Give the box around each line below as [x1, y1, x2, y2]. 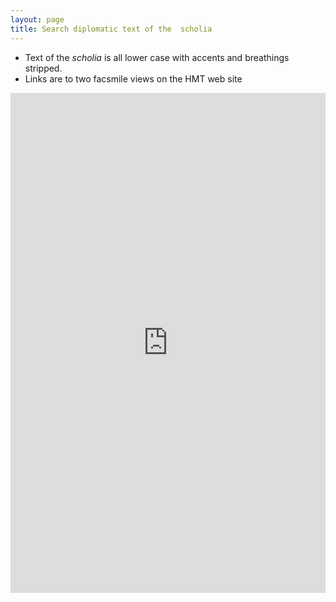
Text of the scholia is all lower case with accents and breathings [24, 51, 290, 63]
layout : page [10, 14, 65, 25]
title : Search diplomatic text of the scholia [10, 24, 213, 34]
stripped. [24, 62, 63, 74]
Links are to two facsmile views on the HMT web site [24, 72, 243, 85]
